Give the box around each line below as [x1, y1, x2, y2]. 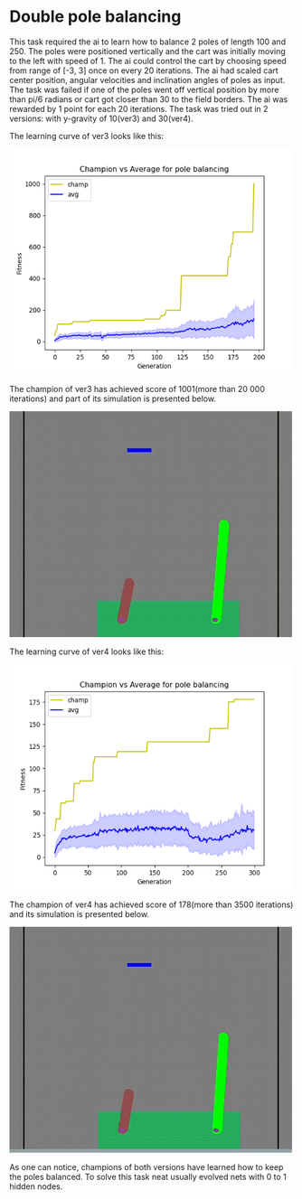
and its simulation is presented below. [9, 908, 150, 919]
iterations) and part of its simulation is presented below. [9, 393, 217, 404]
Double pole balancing [9, 6, 182, 27]
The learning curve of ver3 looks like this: [9, 130, 165, 141]
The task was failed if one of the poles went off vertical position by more [9, 84, 279, 95]
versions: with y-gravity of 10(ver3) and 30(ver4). [9, 113, 193, 124]
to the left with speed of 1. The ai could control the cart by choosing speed [9, 55, 287, 66]
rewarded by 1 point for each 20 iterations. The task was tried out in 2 [9, 103, 269, 114]
